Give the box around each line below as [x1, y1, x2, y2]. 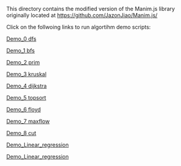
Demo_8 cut [6, 130, 37, 136]
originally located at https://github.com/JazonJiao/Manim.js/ [6, 12, 158, 19]
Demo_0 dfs [6, 35, 37, 42]
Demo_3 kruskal [6, 71, 47, 78]
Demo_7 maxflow [6, 118, 50, 125]
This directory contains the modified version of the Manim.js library [6, 5, 176, 12]
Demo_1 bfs [6, 47, 35, 54]
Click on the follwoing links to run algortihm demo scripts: [6, 24, 151, 30]
